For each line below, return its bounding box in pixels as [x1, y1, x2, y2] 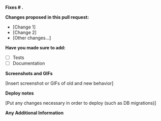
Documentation [12, 60, 45, 67]
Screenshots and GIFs [5, 71, 53, 77]
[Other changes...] [12, 35, 51, 41]
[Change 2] [12, 29, 37, 35]
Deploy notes [5, 90, 34, 96]
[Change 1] [12, 24, 36, 30]
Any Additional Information [5, 110, 64, 116]
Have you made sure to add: [5, 45, 66, 50]
